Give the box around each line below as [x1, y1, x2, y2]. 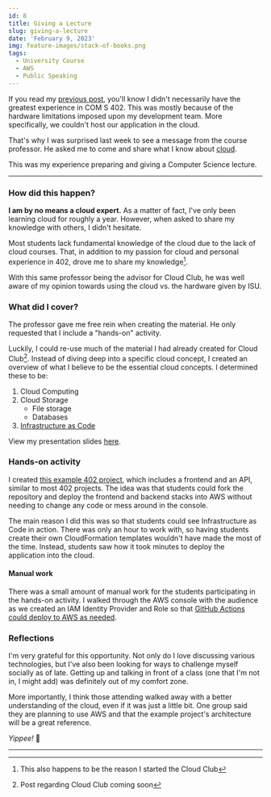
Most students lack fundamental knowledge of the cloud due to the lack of [8, 238, 256, 248]
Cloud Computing [19, 386, 79, 396]
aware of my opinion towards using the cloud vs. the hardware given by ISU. [8, 281, 262, 290]
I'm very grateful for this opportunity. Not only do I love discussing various [8, 651, 256, 661]
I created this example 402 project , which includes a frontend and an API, [8, 474, 252, 484]
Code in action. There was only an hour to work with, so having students [8, 524, 249, 534]
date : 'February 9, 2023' [8, 34, 95, 43]
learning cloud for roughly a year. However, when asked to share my [8, 214, 236, 223]
